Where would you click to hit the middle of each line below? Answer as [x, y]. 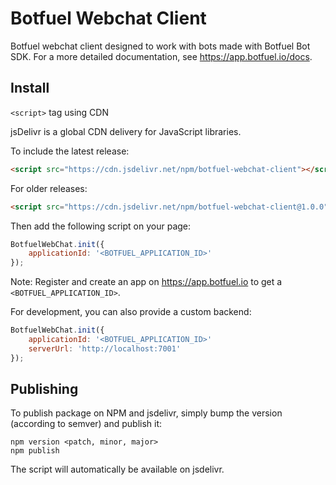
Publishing [44, 389]
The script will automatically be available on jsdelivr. [117, 469]
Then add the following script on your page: [101, 226]
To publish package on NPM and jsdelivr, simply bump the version [146, 413]
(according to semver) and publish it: [86, 424]
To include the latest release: [70, 151]
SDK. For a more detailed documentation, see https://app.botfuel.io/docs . [161, 56]
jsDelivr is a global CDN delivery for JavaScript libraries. [126, 131]
